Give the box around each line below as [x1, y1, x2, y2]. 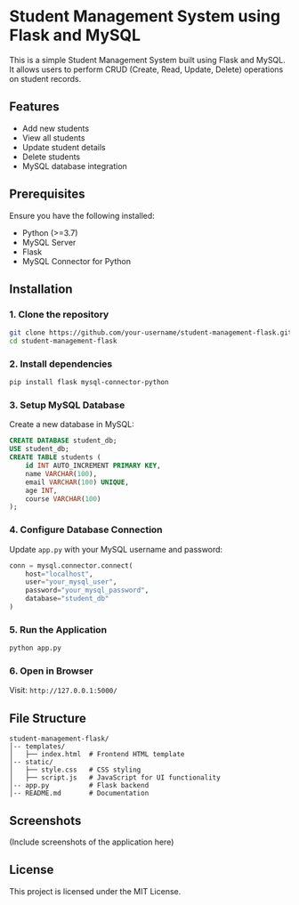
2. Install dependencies [9, 358, 113, 370]
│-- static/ [9, 758, 53, 767]
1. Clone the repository [9, 308, 109, 320]
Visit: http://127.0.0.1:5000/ [9, 685, 117, 696]
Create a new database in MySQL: [9, 419, 135, 430]
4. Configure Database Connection [9, 523, 163, 536]
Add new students [21, 123, 90, 133]
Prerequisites [9, 187, 85, 202]
